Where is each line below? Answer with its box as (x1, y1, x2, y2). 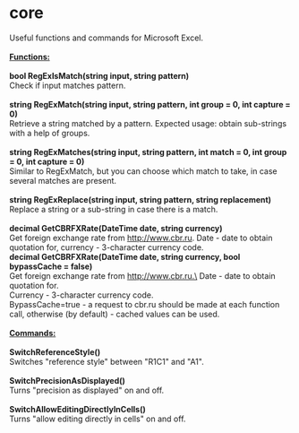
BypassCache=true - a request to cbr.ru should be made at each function (9, 299, 280, 309)
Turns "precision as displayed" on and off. (9, 385, 165, 395)
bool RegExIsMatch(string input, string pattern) (9, 70, 190, 81)
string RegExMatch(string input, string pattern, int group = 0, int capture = (9, 99, 291, 109)
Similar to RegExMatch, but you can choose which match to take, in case (9, 165, 278, 177)
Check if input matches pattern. (9, 80, 126, 91)
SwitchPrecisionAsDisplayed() (9, 375, 125, 385)
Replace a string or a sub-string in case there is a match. (9, 204, 218, 214)
